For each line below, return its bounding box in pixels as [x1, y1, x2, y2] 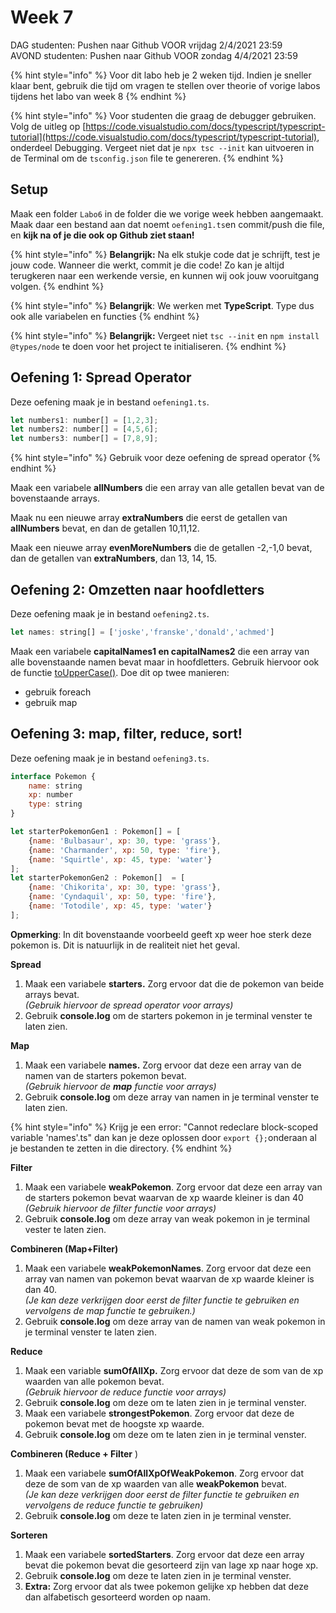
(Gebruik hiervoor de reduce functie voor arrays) [24, 1386, 227, 1398]
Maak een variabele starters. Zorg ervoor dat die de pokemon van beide [24, 977, 325, 990]
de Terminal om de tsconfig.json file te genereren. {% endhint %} [10, 152, 284, 164]
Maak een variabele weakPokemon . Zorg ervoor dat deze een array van [24, 1181, 323, 1193]
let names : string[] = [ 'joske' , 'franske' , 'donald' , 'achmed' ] [10, 627, 275, 637]
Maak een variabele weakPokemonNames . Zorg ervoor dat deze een [24, 1262, 312, 1274]
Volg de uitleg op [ [10, 120, 87, 132]
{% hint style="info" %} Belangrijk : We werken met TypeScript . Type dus [10, 299, 315, 311]
